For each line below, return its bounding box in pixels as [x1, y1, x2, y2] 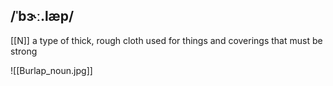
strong [10, 45, 38, 57]
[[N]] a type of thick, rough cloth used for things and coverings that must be [10, 34, 323, 46]
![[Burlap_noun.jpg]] [10, 64, 93, 76]
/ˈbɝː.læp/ [10, 8, 75, 25]
